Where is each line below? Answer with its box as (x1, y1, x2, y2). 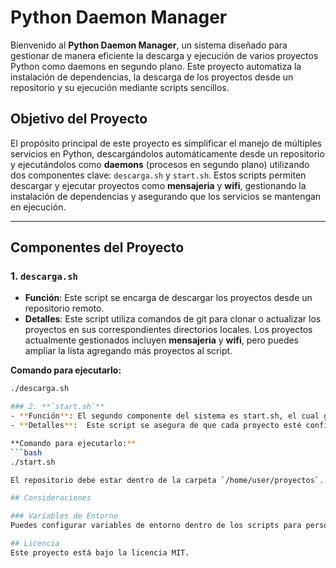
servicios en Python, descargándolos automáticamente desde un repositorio (10, 147, 325, 160)
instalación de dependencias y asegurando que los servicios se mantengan (10, 190, 322, 202)
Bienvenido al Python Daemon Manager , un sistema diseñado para (10, 39, 288, 51)
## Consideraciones (10, 493, 92, 503)
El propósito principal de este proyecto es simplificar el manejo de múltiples (10, 137, 322, 149)
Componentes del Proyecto (10, 239, 185, 256)
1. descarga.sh (10, 269, 78, 283)
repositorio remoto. (24, 302, 105, 315)
